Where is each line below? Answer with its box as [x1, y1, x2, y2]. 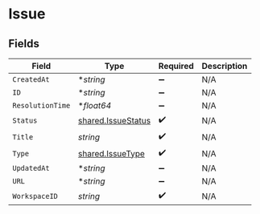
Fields [8, 37, 40, 50]
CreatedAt [12, 75, 50, 84]
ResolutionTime [12, 101, 71, 110]
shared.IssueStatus [77, 115, 151, 126]
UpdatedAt [12, 164, 50, 172]
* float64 [77, 100, 112, 111]
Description [201, 61, 248, 71]
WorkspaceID [12, 192, 59, 200]
